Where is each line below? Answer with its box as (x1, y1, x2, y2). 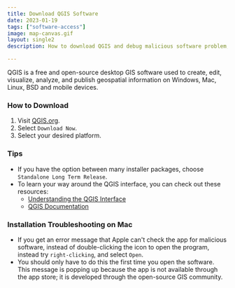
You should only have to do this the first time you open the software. (17, 257, 215, 266)
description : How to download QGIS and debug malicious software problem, (7, 43, 230, 50)
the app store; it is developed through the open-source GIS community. (17, 273, 223, 281)
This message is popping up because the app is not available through (17, 265, 218, 273)
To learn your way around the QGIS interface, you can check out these (17, 179, 221, 188)
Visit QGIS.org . (17, 116, 61, 125)
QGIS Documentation (27, 202, 90, 210)
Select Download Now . (17, 124, 77, 132)
